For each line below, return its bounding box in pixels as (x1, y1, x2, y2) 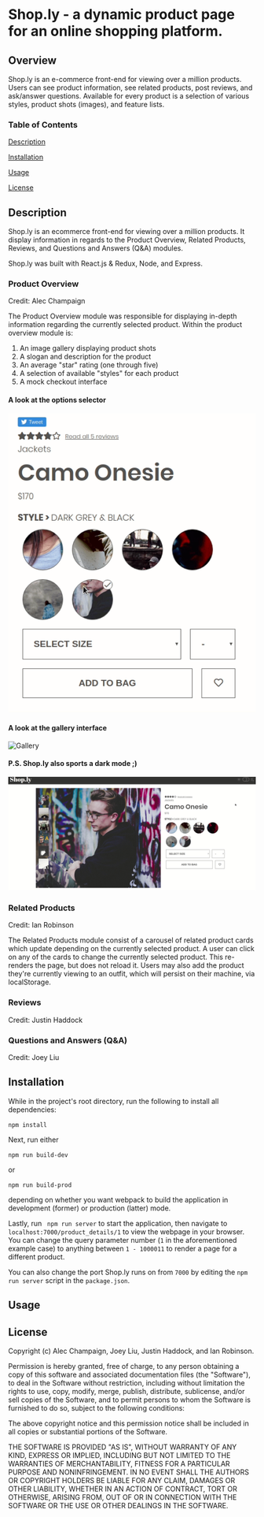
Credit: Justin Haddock (8, 1015, 83, 1024)
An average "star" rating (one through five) (19, 360, 159, 370)
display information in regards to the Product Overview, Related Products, (8, 235, 246, 245)
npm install (8, 1121, 47, 1128)
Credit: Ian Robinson (8, 920, 75, 930)
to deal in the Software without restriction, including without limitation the (8, 1378, 245, 1388)
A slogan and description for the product (19, 352, 152, 362)
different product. (8, 1251, 65, 1262)
